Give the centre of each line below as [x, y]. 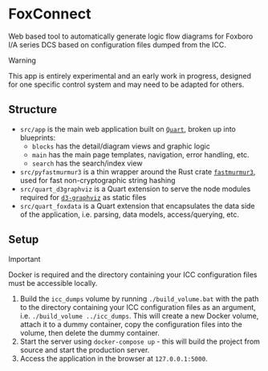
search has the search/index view [87, 163]
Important [24, 259]
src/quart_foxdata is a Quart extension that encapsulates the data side [137, 206]
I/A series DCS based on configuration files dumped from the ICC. [118, 44]
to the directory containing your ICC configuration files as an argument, [138, 307]
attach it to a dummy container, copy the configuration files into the [131, 324]
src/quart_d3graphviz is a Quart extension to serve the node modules [135, 189]
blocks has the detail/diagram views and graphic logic [121, 146]
